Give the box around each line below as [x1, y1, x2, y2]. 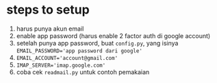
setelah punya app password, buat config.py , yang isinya [16, 39, 179, 47]
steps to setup [6, 2, 90, 18]
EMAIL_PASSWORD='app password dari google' [16, 47, 143, 54]
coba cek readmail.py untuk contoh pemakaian [16, 67, 150, 76]
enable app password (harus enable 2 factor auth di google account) [16, 31, 211, 39]
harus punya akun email [16, 24, 84, 33]
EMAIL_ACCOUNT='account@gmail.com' [16, 54, 118, 61]
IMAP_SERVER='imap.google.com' [16, 62, 106, 69]
